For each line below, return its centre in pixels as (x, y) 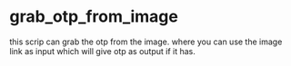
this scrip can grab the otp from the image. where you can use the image (146, 42)
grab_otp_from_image (94, 17)
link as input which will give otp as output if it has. (102, 51)
